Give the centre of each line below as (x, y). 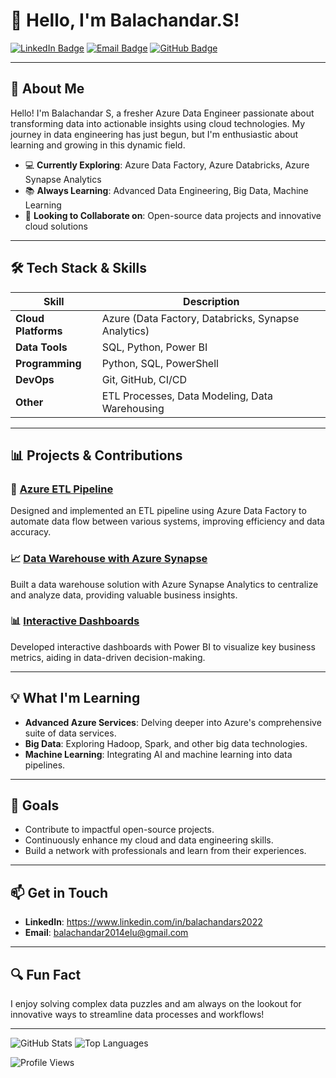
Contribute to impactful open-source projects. (119, 830)
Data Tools (41, 347)
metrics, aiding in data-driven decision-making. (108, 657)
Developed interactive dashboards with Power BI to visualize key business (163, 646)
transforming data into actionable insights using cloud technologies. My (158, 123)
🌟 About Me (47, 89)
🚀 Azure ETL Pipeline (62, 489)
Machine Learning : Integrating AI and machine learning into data (158, 754)
